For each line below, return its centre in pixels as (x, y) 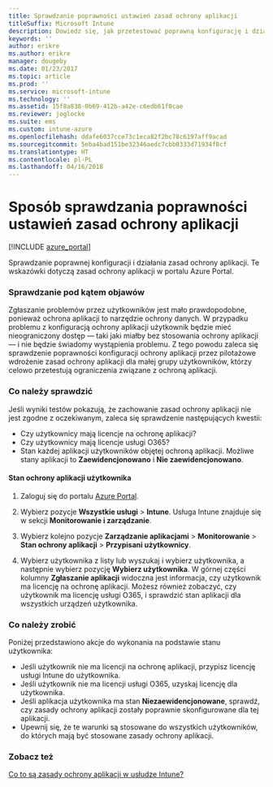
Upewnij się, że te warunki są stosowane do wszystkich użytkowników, (139, 727)
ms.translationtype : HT (49, 152)
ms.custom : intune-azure (50, 129)
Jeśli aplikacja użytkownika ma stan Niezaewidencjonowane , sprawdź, (140, 701)
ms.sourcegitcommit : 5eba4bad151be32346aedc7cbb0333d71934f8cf (118, 144)
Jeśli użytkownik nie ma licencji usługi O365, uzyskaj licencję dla (129, 684)
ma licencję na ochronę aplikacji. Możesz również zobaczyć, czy (128, 586)
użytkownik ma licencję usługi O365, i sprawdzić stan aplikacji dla (130, 595)
